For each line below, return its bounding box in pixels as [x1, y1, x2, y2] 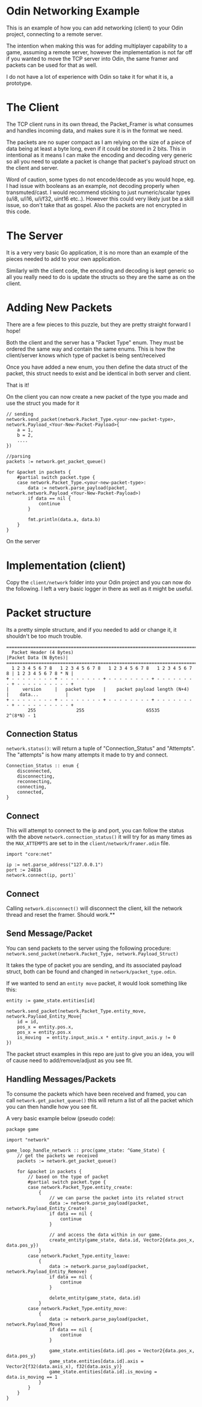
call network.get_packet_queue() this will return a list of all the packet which [6, 1096, 194, 1103]
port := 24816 [6, 867, 42, 873]
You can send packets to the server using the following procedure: [6, 944, 171, 952]
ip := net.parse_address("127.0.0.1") [6, 862, 103, 868]
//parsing [6, 453, 31, 459]
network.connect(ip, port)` [6, 872, 77, 879]
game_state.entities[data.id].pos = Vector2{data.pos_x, [49, 1347, 195, 1353]
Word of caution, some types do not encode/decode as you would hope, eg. [6, 176, 195, 183]
